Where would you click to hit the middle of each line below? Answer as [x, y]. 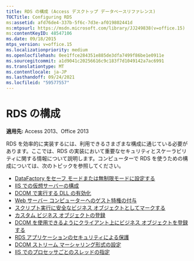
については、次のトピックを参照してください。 [68, 166]
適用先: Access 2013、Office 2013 [48, 131]
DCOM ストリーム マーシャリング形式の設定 [68, 245]
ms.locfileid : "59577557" [38, 83]
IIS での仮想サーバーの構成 [47, 186]
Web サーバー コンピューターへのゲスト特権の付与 [76, 200]
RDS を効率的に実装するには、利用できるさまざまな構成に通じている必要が [97, 143]
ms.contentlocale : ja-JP [36, 72]
